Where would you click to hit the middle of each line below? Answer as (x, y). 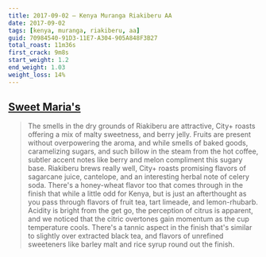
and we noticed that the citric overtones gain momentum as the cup (139, 219)
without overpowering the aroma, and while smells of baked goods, (138, 143)
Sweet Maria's (44, 107)
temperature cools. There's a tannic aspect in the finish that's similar (140, 228)
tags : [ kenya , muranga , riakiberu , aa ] (74, 30)
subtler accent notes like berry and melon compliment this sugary (135, 160)
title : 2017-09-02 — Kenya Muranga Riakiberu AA (90, 16)
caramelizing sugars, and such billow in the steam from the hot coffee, (143, 151)
